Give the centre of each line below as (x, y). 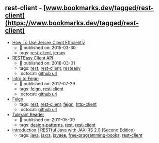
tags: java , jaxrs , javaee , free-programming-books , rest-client (81, 135)
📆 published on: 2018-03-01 (47, 63)
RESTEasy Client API (32, 58)
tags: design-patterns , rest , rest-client (57, 125)
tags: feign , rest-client (41, 89)
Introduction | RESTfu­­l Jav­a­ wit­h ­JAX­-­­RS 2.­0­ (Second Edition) (73, 130)
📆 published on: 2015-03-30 (48, 48)
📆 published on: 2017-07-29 (47, 83)
